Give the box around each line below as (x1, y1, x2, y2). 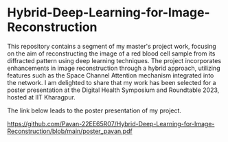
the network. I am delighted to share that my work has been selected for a (7, 78, 216, 86)
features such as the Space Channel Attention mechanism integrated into (7, 71, 214, 80)
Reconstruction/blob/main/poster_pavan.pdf (7, 127, 133, 135)
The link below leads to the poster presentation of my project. (7, 106, 182, 115)
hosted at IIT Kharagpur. (7, 93, 76, 101)
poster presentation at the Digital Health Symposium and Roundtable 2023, (7, 86, 220, 94)
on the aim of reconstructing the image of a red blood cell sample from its (7, 49, 216, 58)
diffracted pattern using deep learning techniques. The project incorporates (7, 56, 222, 64)
